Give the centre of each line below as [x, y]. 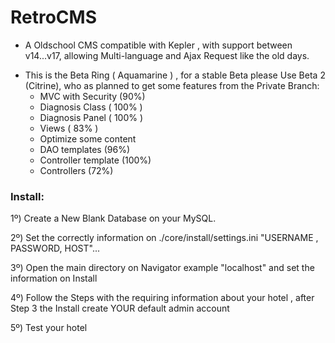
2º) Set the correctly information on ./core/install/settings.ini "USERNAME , [164, 238]
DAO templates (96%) [84, 149]
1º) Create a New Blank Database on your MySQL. [113, 218]
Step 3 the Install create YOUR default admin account [120, 308]
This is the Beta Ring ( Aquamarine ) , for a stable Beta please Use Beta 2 [175, 75]
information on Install [54, 278]
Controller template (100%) [95, 160]
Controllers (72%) [76, 170]
